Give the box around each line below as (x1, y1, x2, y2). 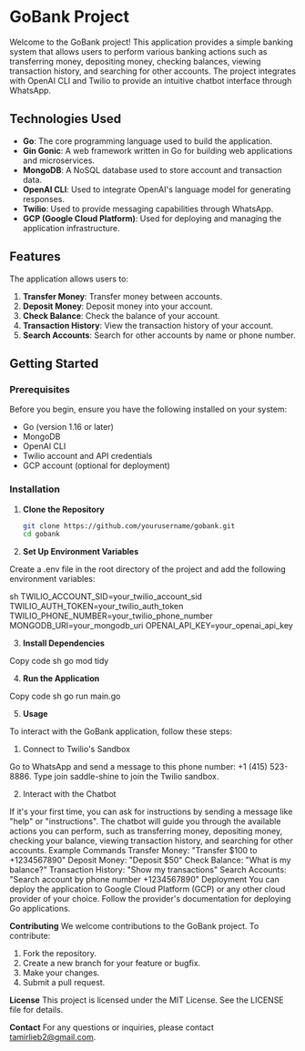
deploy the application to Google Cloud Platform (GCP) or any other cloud (9, 883, 286, 894)
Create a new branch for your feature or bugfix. (22, 958, 201, 969)
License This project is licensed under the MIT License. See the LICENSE (9, 995, 284, 1005)
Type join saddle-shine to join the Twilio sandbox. (33, 771, 219, 782)
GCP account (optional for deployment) (22, 460, 170, 471)
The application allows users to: (9, 273, 129, 284)
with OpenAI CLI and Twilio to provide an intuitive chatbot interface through (9, 75, 292, 86)
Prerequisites (9, 383, 70, 395)
